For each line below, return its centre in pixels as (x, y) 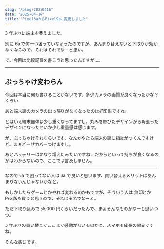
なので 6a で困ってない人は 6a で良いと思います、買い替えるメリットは (76, 176)
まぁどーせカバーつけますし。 (43, 144)
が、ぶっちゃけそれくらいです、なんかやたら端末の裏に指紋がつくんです (77, 138)
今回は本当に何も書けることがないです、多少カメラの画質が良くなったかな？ (82, 95)
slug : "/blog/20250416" (29, 10)
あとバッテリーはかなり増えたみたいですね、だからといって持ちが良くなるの (82, 154)
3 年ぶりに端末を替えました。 (35, 33)
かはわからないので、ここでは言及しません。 (50, 161)
